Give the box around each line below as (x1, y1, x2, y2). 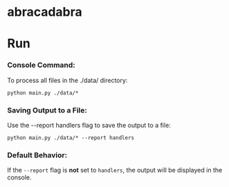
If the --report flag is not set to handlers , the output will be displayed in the (7, 166, 223, 175)
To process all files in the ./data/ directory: (7, 76, 128, 84)
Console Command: (7, 60, 76, 70)
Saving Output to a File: (7, 105, 88, 115)
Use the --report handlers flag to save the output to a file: (7, 121, 171, 129)
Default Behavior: (7, 150, 68, 159)
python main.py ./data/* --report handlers (7, 134, 135, 141)
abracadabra (7, 4, 83, 20)
